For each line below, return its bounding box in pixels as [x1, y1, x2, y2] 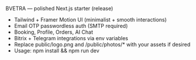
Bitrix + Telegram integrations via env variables [14, 35, 128, 41]
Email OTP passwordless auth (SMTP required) [14, 23, 128, 29]
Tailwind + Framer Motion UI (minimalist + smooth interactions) [14, 16, 167, 23]
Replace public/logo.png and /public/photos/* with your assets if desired [14, 41, 191, 48]
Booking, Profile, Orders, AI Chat [14, 29, 94, 36]
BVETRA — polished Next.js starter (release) [5, 5, 114, 12]
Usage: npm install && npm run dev [14, 47, 99, 54]
